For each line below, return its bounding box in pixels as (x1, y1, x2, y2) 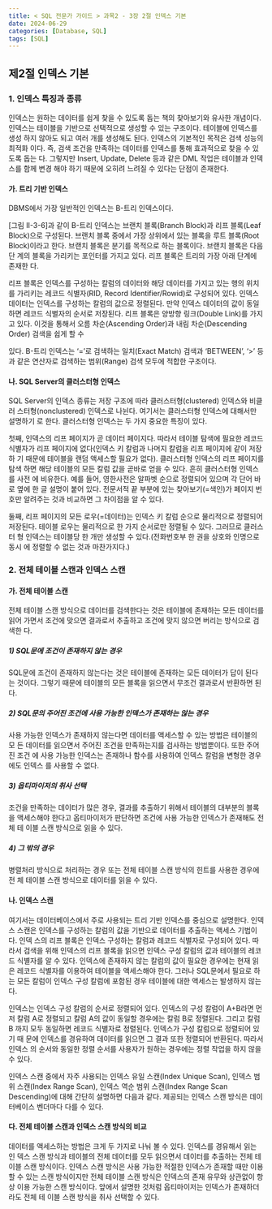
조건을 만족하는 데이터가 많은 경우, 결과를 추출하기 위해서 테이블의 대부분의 (8, 802, 245, 812)
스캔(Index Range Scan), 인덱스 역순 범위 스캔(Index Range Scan (16, 1081, 228, 1091)
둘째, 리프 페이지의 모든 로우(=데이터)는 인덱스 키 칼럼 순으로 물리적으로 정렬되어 (8, 512, 263, 522)
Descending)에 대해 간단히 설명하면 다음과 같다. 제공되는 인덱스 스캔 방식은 (8, 1091, 248, 1101)
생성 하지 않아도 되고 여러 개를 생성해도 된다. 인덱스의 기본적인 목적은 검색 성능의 (8, 133, 264, 143)
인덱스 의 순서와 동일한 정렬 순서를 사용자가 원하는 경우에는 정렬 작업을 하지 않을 (8, 1043, 262, 1053)
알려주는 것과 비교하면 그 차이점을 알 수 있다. (23, 494, 165, 504)
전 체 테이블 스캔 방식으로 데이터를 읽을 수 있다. (8, 876, 158, 885)
